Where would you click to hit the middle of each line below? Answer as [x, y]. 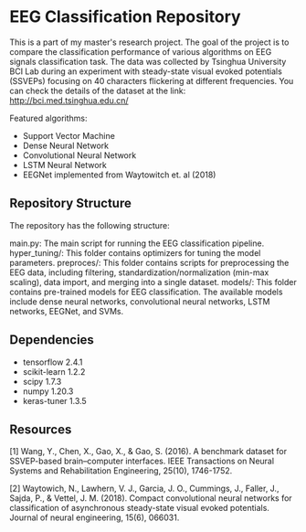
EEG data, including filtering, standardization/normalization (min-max [139, 272]
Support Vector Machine [69, 135]
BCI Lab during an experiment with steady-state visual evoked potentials [146, 71]
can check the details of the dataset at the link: [98, 90]
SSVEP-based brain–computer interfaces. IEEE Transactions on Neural [142, 461]
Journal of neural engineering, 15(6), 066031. [95, 517]
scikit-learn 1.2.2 [54, 371]
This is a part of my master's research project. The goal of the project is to [149, 42]
